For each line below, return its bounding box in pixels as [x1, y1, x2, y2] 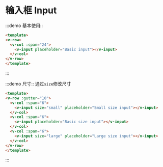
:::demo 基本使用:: [5, 22, 43, 29]
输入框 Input [5, 5, 57, 16]
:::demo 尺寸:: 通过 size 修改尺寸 [5, 81, 71, 87]
